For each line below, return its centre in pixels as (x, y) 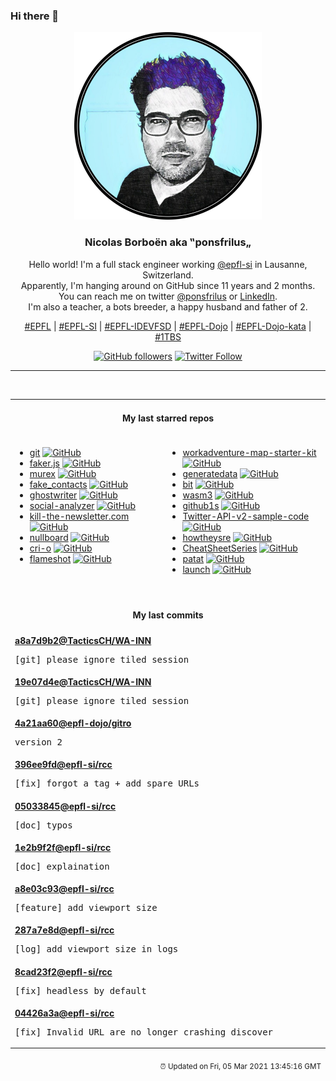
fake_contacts (58, 484)
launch (196, 569)
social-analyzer (62, 505)
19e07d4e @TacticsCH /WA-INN (83, 681)
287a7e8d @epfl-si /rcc (64, 930)
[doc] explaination (62, 866)
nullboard (49, 537)
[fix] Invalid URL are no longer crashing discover (144, 1032)
